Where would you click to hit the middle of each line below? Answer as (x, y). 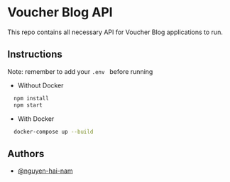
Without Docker (40, 85)
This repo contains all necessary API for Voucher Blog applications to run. (115, 32)
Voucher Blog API (60, 12)
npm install (32, 98)
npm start (28, 105)
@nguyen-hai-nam (45, 171)
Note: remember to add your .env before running (80, 71)
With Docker (36, 119)
